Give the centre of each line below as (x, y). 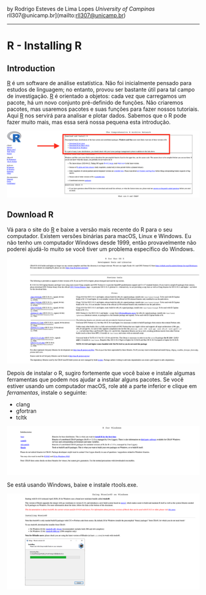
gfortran (26, 411)
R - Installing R (44, 46)
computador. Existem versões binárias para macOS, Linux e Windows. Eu (99, 236)
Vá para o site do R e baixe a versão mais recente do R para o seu (90, 230)
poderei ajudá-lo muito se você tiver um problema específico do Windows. (101, 249)
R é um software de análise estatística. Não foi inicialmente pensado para (99, 83)
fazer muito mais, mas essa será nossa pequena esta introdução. (89, 122)
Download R (30, 215)
